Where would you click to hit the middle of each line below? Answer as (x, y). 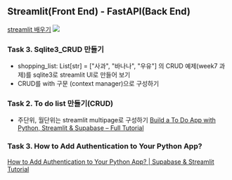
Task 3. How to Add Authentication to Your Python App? (105, 146)
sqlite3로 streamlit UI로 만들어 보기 (82, 75)
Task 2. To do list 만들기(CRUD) (60, 103)
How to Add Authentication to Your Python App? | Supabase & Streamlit (111, 162)
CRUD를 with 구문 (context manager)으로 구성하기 (88, 84)
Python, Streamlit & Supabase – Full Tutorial (80, 128)
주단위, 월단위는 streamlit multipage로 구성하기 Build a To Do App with (116, 120)
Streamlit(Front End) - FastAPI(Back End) (99, 12)
